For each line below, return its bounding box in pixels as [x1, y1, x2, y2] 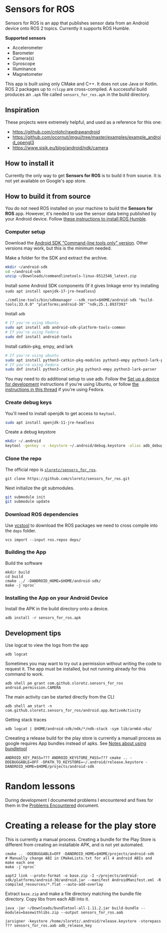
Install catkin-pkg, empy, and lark [5, 343, 74, 349]
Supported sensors [5, 35, 46, 41]
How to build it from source [5, 192, 91, 201]
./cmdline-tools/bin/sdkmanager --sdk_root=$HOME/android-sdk [5, 298, 137, 303]
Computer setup [5, 229, 46, 235]
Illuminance [12, 66, 36, 72]
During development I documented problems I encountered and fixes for [5, 797, 154, 803]
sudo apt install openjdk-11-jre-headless [5, 420, 94, 425]
